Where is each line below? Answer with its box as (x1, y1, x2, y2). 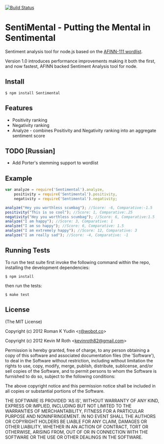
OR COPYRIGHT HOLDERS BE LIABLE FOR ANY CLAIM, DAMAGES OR (5, 418, 147, 424)
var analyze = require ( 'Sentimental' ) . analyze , (5, 187, 105, 192)
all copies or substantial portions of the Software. (5, 388, 105, 394)
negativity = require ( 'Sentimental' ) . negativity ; (14, 196, 118, 201)
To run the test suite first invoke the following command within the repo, (5, 259, 151, 265)
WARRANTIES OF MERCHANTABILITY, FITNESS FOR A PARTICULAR (5, 408, 144, 414)
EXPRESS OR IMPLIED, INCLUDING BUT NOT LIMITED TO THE (5, 403, 132, 409)
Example (5, 174, 32, 182)
